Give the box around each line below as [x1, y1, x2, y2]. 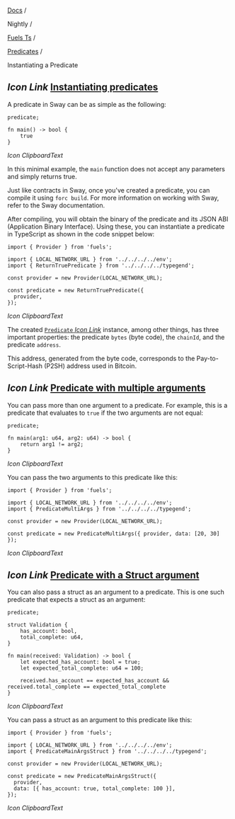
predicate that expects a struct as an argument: [7, 595, 146, 604]
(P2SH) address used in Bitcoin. [43, 361, 137, 370]
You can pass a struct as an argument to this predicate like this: [7, 716, 193, 724]
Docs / [7, 6, 27, 14]
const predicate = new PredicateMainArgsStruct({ [7, 773, 157, 780]
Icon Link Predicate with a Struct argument [7, 569, 200, 581]
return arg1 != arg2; [20, 440, 84, 448]
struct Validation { [7, 622, 69, 629]
